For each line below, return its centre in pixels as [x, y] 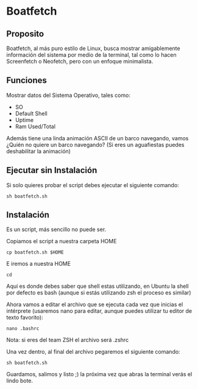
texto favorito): [25, 318]
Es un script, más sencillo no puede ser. [56, 229]
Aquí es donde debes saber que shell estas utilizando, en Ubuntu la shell [97, 286]
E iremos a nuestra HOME [39, 264]
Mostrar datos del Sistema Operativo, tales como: [69, 95]
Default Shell [31, 113]
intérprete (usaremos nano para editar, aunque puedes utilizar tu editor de [99, 311]
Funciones [27, 80]
